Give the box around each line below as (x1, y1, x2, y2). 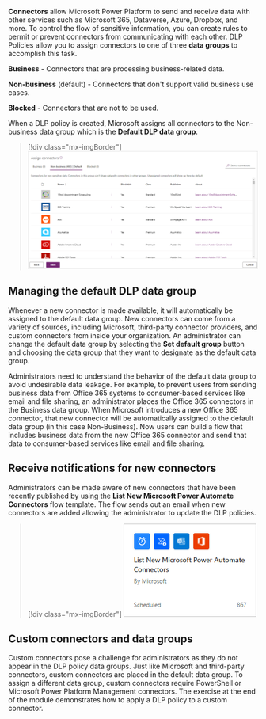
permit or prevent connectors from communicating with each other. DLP (8, 32, 243, 41)
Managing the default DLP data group (8, 284, 196, 298)
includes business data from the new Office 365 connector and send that (8, 430, 247, 439)
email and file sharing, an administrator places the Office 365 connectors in (8, 396, 254, 406)
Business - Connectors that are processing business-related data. (8, 64, 225, 74)
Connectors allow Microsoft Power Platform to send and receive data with (8, 7, 251, 16)
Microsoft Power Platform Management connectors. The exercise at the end (8, 687, 256, 696)
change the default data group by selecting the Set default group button (8, 339, 245, 348)
